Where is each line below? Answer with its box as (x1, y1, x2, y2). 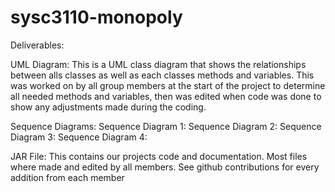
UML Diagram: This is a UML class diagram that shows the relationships (10, 58, 307, 70)
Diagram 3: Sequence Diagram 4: (10, 131, 148, 143)
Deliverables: (10, 39, 65, 51)
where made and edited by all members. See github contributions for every (10, 161, 320, 173)
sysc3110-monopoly (10, 6, 183, 29)
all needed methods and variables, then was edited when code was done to (10, 90, 322, 102)
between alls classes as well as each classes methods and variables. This (10, 69, 315, 81)
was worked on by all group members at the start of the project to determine (10, 79, 326, 91)
